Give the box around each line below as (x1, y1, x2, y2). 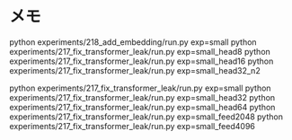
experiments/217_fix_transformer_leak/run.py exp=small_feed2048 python (9, 111, 283, 122)
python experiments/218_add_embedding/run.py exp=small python (9, 36, 258, 48)
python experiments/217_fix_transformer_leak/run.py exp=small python (9, 83, 271, 93)
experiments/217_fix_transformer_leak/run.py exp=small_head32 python (9, 92, 276, 102)
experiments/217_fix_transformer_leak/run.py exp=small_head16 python (9, 56, 274, 66)
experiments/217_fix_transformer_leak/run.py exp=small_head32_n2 (9, 65, 261, 75)
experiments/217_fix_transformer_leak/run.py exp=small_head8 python (9, 46, 271, 57)
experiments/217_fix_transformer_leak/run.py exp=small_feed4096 (9, 120, 256, 131)
